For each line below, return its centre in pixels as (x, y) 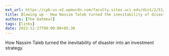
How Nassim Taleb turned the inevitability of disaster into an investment (80, 42)
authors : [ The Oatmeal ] (30, 19)
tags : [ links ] (20, 24)
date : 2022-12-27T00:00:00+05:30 (40, 28)
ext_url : (14, 10)
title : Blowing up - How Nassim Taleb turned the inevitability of (77, 14)
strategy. (14, 48)
